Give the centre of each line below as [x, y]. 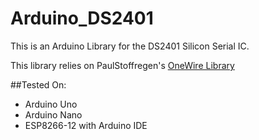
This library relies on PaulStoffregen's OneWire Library [122, 65]
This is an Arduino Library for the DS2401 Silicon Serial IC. [130, 46]
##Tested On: [38, 84]
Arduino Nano [53, 114]
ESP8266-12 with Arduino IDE [86, 125]
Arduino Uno [51, 104]
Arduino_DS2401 [82, 18]
